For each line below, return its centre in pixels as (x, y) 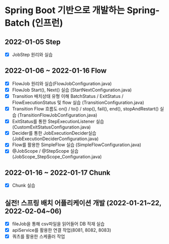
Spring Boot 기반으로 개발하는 (65, 10)
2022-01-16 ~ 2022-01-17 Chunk (58, 173)
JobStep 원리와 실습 (32, 54)
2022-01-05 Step (33, 42)
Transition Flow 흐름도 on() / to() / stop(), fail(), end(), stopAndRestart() (85, 109)
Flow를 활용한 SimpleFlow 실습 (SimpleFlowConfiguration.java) (77, 145)
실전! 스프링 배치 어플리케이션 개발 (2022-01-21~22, (83, 203)
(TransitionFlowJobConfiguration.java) (57, 115)
